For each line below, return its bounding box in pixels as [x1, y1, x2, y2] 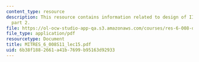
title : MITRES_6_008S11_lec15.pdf [6, 42, 92, 48]
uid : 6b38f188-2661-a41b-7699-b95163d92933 [6, 47, 115, 53]
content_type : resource [6, 8, 65, 15]
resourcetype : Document [6, 36, 65, 42]
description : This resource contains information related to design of [6, 14, 187, 20]
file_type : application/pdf [6, 31, 76, 37]
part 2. [11, 19, 31, 25]
